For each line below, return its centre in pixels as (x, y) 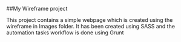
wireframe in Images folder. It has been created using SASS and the (91, 26)
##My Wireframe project (37, 9)
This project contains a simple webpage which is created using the (90, 20)
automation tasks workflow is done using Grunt (65, 33)
